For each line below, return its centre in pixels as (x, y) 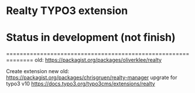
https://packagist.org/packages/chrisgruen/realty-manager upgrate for (92, 78)
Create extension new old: (37, 71)
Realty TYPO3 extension (67, 11)
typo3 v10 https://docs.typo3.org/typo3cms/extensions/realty (81, 84)
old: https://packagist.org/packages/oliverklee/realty (98, 60)
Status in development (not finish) (91, 38)
